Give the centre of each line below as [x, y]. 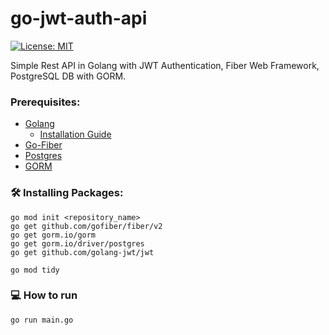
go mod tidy [35, 270]
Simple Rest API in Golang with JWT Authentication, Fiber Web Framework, [165, 65]
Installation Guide [75, 134]
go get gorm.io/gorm [53, 235]
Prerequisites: [45, 102]
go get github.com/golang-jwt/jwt [82, 252]
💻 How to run [44, 295]
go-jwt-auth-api [79, 18]
